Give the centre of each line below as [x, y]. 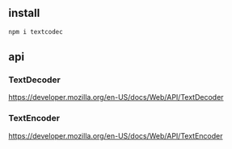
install [24, 13]
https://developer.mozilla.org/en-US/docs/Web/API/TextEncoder [116, 135]
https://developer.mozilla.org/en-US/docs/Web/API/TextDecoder [116, 97]
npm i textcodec [36, 31]
